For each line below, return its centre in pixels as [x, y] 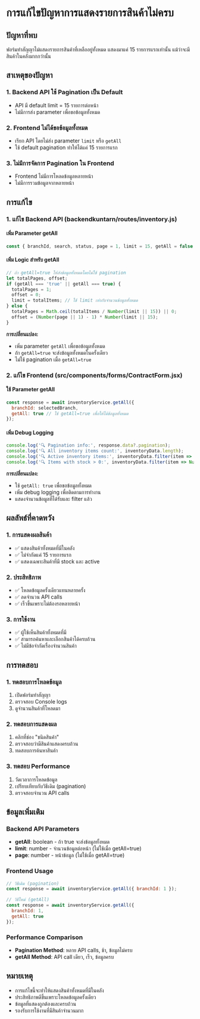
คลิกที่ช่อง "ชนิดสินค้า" [37, 737]
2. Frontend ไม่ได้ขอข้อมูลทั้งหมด [47, 128]
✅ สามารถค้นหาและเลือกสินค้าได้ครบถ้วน [55, 639]
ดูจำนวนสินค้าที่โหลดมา [37, 708]
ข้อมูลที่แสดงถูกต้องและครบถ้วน [45, 1003]
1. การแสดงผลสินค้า [29, 535]
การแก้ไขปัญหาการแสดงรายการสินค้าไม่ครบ [90, 13]
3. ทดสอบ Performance [38, 766]
